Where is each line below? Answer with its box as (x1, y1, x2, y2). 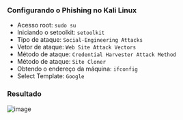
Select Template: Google (16, 72, 85, 80)
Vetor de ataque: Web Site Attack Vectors (16, 43, 137, 51)
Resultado (7, 89, 42, 99)
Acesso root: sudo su (16, 21, 76, 29)
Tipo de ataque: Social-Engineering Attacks (16, 36, 143, 44)
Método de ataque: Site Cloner (16, 58, 107, 66)
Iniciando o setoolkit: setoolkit (16, 28, 105, 36)
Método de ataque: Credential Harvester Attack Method (16, 50, 176, 58)
